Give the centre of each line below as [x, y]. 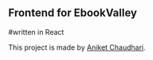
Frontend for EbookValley [73, 13]
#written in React [36, 32]
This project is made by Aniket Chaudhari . [77, 47]
